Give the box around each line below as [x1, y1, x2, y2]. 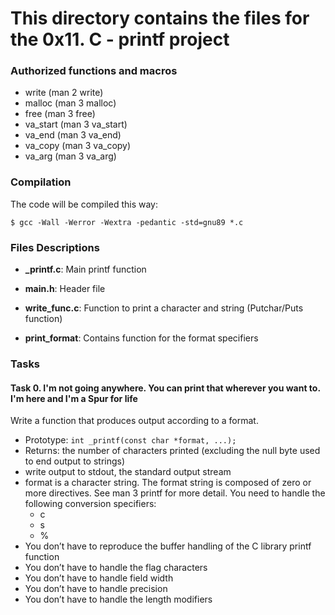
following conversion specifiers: [24, 498, 157, 510]
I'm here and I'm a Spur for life [10, 392, 138, 404]
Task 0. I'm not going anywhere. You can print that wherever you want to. [10, 382, 321, 394]
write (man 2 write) [24, 87, 104, 99]
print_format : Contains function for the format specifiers [24, 332, 259, 344]
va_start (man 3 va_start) [24, 118, 128, 131]
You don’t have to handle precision [24, 583, 168, 595]
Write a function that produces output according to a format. [10, 415, 259, 427]
